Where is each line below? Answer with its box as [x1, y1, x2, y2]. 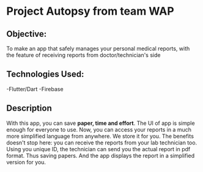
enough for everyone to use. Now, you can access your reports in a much [6, 125, 191, 133]
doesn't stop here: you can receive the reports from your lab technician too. [6, 139, 197, 146]
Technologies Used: [6, 69, 84, 80]
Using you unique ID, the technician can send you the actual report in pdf [6, 145, 191, 152]
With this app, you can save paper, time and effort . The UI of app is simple [6, 119, 195, 127]
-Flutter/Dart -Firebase [6, 85, 64, 92]
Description [6, 103, 52, 114]
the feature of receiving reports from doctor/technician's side [6, 51, 161, 59]
